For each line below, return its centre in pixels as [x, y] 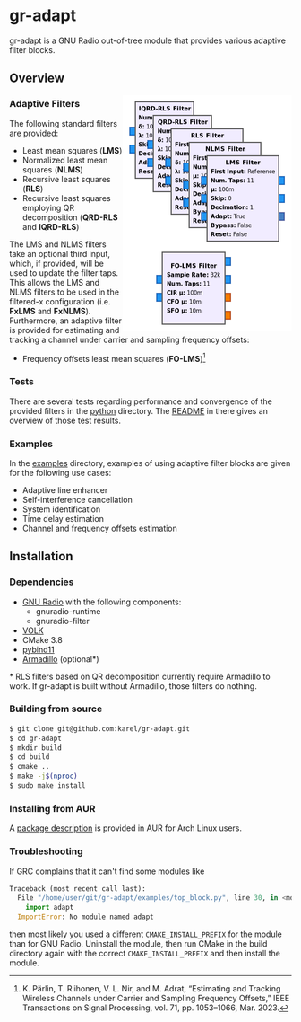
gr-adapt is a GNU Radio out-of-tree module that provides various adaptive [148, 40]
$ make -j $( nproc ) [43, 776]
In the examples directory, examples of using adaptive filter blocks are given [150, 463]
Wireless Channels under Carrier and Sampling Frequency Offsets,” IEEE [156, 999]
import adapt [50, 908]
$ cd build [30, 757]
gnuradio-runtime [68, 611]
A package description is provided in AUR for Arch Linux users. [126, 828]
